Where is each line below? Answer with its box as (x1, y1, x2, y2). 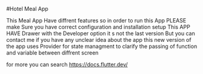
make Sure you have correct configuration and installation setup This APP (6, 24, 191, 30)
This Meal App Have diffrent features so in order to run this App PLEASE (6, 17, 187, 24)
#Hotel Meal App (6, 5, 48, 12)
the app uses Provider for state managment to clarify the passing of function (6, 42, 198, 50)
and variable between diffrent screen (6, 49, 99, 56)
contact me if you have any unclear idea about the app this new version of (6, 36, 192, 43)
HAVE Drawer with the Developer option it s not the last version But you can (6, 30, 195, 37)
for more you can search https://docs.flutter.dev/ (6, 61, 128, 68)
